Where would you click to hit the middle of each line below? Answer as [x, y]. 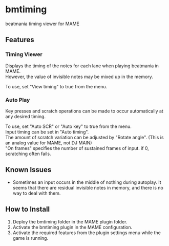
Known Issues [28, 170]
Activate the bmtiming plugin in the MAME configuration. [72, 227]
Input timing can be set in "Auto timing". [47, 131]
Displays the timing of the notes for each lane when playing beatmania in [82, 66]
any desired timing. [26, 116]
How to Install [28, 209]
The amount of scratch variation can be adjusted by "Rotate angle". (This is [84, 137]
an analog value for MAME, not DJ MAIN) [49, 143]
